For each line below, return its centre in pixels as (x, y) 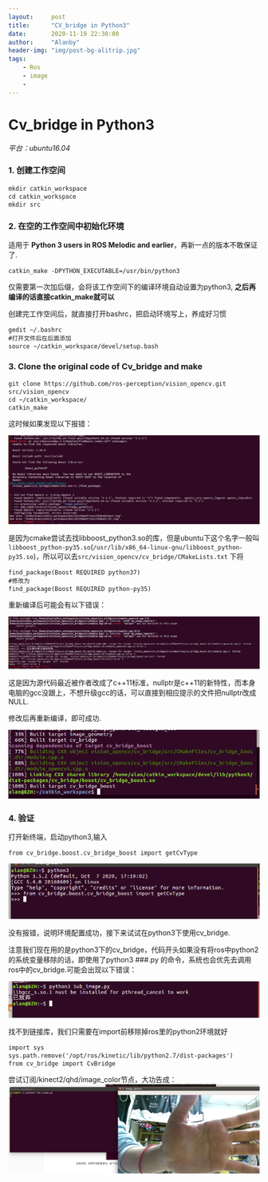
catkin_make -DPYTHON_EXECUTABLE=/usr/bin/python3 (94, 272)
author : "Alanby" (44, 42)
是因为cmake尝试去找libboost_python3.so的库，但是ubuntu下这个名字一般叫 (134, 538)
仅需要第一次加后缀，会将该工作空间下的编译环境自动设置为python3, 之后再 (132, 287)
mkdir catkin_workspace (48, 188)
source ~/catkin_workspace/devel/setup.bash (83, 347)
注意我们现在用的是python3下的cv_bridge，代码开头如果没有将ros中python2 (134, 950)
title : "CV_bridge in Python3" (69, 25)
